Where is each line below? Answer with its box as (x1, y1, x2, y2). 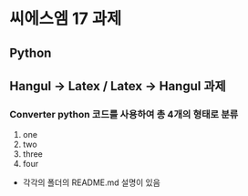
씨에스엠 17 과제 (9, 8, 122, 29)
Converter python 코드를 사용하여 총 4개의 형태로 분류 (9, 108, 239, 120)
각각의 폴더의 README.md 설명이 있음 (22, 177, 161, 188)
